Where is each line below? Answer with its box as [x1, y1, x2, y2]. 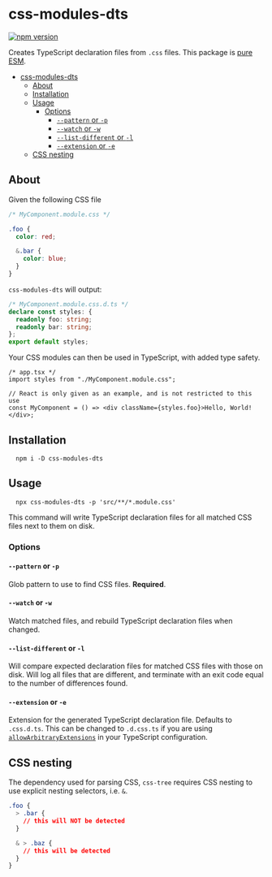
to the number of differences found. [8, 679, 128, 689]
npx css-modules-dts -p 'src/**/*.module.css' [15, 498, 176, 506]
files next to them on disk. [8, 521, 95, 530]
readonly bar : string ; [15, 322, 93, 331]
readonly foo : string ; [15, 315, 93, 323]
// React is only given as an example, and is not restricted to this [8, 390, 253, 398]
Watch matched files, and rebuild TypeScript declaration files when [8, 616, 233, 626]
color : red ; [15, 232, 57, 240]
